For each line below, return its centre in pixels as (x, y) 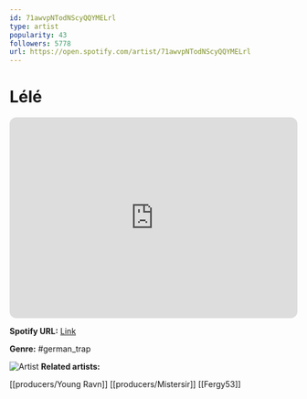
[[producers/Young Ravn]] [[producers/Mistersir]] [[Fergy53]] (125, 384)
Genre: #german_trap (50, 349)
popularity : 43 (38, 35)
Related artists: (70, 367)
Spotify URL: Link (43, 331)
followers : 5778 (40, 43)
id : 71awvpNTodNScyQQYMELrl (63, 18)
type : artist (34, 26)
